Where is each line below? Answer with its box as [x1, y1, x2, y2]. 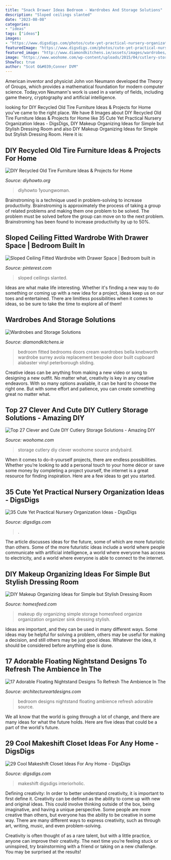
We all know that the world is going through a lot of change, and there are [5, 713, 160, 720]
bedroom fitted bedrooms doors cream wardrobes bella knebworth [17, 349, 158, 355]
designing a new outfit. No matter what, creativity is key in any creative [5, 375, 154, 381]
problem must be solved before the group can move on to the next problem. [5, 213, 164, 219]
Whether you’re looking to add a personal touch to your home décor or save [5, 462, 164, 468]
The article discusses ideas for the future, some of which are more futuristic [5, 539, 165, 545]
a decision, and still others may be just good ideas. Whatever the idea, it [5, 637, 156, 643]
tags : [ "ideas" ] [5, 31, 40, 36]
